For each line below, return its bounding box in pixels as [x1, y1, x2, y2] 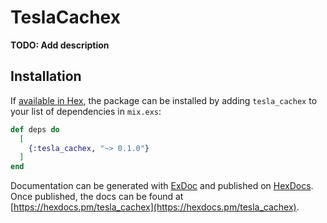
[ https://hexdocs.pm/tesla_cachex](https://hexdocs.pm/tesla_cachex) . [10, 201, 300, 213]
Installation [10, 68, 82, 85]
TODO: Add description [10, 39, 110, 51]
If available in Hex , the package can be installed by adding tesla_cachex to [10, 94, 318, 106]
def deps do [10, 124, 60, 135]
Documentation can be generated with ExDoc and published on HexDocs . [10, 180, 314, 192]
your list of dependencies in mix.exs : [10, 105, 162, 117]
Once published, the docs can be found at [10, 191, 184, 203]
